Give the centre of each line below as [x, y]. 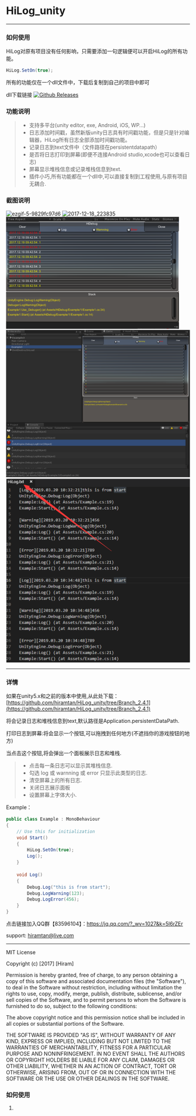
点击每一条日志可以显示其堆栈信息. [71, 766]
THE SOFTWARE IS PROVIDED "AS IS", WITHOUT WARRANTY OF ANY [91, 1035]
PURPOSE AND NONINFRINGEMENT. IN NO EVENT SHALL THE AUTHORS [96, 1054]
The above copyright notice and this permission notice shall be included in [95, 1018]
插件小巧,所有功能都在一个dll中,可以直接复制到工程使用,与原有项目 [108, 176]
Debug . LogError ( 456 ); [53, 900]
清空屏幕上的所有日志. [55, 780]
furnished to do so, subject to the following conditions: [71, 1006]
